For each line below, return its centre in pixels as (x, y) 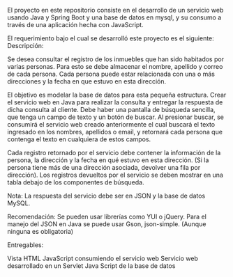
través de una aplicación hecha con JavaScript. (76, 25)
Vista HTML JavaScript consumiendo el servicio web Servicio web (103, 258)
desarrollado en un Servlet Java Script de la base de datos (91, 266)
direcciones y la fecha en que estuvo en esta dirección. (87, 81)
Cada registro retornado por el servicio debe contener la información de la (114, 153)
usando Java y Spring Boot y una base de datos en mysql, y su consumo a (114, 17)
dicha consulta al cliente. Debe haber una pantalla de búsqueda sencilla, (111, 110)
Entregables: (25, 245)
